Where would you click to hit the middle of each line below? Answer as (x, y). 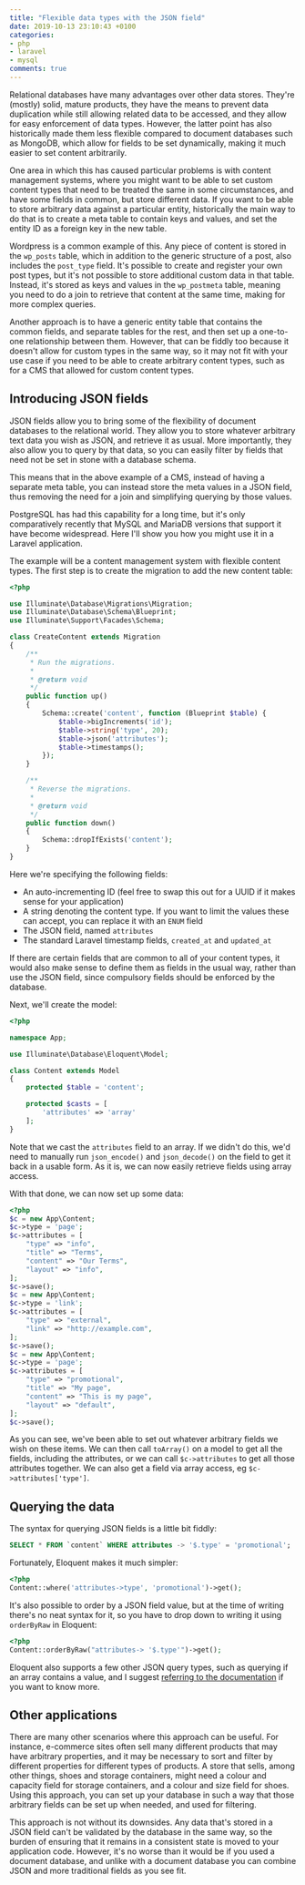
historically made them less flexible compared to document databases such (151, 133)
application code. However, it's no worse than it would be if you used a (142, 1851)
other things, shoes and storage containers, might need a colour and (138, 1776)
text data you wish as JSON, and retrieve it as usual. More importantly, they (151, 440)
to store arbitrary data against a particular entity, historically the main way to (152, 209)
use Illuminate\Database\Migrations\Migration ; (102, 604)
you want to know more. (55, 1686)
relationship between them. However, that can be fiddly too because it (158, 341)
